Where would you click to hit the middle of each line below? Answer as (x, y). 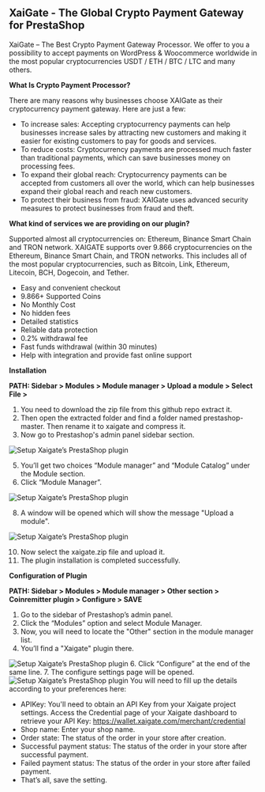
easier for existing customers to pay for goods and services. (118, 141)
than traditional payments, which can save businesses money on (125, 157)
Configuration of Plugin (48, 575)
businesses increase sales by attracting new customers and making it (133, 132)
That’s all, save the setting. (63, 779)
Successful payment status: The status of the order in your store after (134, 746)
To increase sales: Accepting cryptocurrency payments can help (125, 124)
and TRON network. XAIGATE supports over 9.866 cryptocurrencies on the (131, 247)
